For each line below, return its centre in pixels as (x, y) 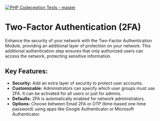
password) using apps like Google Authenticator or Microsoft (73, 109)
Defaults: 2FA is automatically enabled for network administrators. (79, 98)
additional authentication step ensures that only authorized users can (74, 51)
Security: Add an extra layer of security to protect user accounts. (77, 83)
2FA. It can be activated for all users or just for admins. (67, 93)
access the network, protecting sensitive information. (58, 56)
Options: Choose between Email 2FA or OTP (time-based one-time (79, 104)
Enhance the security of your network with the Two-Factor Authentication (79, 40)
